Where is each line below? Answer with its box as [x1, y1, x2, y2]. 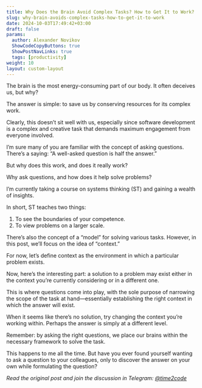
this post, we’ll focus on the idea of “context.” [6, 240, 120, 247]
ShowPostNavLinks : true [12, 49, 72, 55]
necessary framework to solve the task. [6, 338, 106, 345]
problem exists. [6, 258, 45, 266]
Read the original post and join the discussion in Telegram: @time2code [6, 375, 187, 382]
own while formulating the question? [6, 363, 97, 370]
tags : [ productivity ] [12, 54, 67, 60]
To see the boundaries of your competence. [15, 216, 126, 223]
